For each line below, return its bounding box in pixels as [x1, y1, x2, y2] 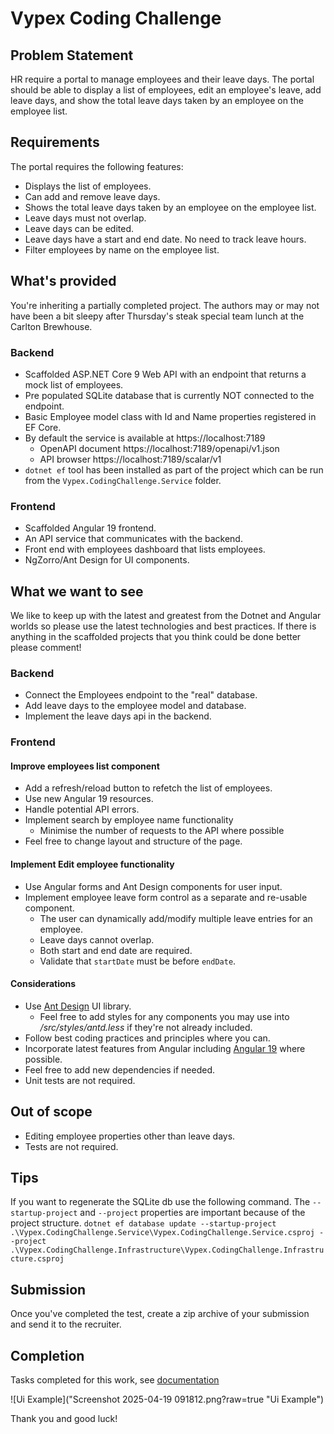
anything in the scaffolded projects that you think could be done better [10, 631, 302, 643]
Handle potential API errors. [24, 803, 140, 816]
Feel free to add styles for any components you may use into [39, 1010, 290, 1022]
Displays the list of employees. [24, 180, 152, 192]
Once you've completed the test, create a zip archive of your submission [10, 1308, 310, 1320]
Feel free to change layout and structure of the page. [24, 835, 243, 847]
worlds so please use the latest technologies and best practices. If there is [10, 620, 317, 632]
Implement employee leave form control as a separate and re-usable [24, 891, 308, 903]
